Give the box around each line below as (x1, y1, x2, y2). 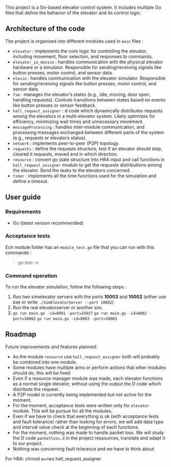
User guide (5, 193, 41, 202)
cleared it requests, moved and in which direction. (12, 151, 118, 157)
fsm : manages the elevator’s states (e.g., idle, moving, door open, (12, 91, 151, 97)
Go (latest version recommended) (12, 219, 84, 226)
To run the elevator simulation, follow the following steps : (5, 284, 127, 290)
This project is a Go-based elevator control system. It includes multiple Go (5, 5, 162, 10)
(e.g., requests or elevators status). (12, 135, 87, 141)
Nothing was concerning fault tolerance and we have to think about (12, 446, 155, 452)
